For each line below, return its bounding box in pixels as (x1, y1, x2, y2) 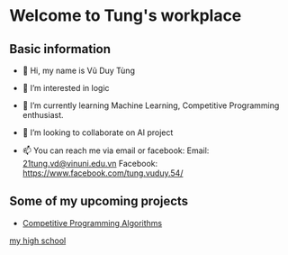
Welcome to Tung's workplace (9, 5, 242, 26)
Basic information (9, 41, 111, 57)
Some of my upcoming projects (9, 194, 189, 209)
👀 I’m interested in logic (22, 83, 110, 93)
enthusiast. (22, 110, 65, 120)
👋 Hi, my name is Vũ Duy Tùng (22, 65, 135, 76)
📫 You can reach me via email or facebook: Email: (22, 145, 210, 156)
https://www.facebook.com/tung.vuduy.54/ (22, 168, 184, 178)
